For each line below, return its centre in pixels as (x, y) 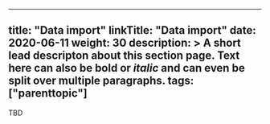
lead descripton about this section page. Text (124, 56)
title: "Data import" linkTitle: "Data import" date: (133, 30)
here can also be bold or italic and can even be (127, 68)
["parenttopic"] (48, 93)
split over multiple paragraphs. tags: (101, 81)
